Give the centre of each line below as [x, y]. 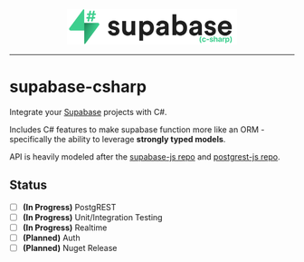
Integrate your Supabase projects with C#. [88, 112]
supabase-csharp [78, 87]
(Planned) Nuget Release [70, 247]
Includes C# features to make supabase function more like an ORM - [137, 129]
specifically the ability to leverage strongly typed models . [118, 139]
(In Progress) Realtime [65, 228]
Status [28, 185]
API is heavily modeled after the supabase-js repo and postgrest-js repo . [145, 156]
